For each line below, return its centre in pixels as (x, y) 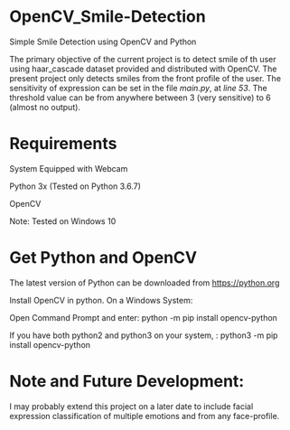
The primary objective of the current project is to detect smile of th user (143, 59)
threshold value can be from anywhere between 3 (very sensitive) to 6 (140, 98)
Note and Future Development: (127, 381)
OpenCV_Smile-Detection (108, 17)
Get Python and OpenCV (103, 258)
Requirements (63, 144)
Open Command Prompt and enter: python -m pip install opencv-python (144, 317)
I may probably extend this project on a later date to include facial (131, 406)
